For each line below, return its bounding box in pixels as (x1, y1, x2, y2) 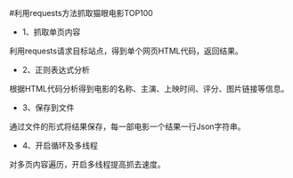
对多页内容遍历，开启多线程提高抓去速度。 (9, 159, 166, 169)
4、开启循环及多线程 (21, 141, 98, 150)
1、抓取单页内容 (21, 27, 81, 37)
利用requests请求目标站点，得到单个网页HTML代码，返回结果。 (9, 45, 243, 56)
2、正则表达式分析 (21, 65, 91, 75)
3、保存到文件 (21, 102, 75, 113)
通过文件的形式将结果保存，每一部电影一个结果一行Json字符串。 (9, 121, 247, 132)
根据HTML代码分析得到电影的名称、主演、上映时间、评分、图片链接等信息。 (9, 84, 289, 93)
